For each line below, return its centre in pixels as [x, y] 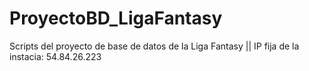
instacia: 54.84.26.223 [55, 56]
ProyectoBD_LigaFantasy [116, 18]
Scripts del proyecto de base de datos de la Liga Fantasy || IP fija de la [154, 46]
